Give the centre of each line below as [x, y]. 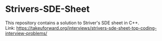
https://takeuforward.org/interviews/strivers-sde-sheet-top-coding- [87, 28]
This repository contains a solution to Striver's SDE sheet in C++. [72, 23]
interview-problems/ [26, 33]
